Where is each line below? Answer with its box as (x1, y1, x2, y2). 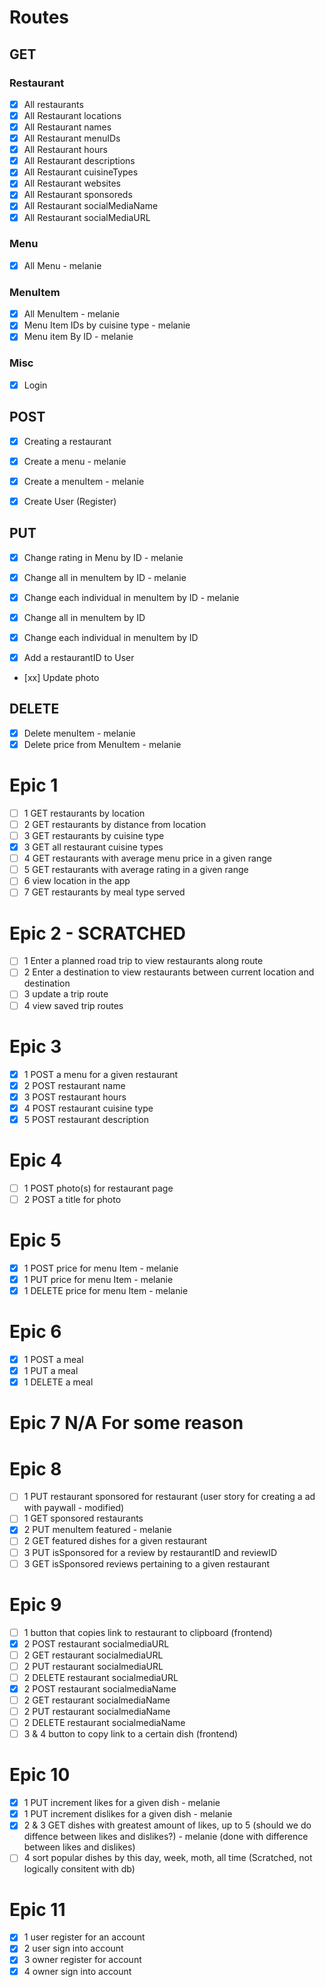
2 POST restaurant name (23, 1079, 126, 1091)
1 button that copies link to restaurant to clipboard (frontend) (23, 1626, 273, 1638)
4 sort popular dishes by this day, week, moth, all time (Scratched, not (23, 1852, 313, 1864)
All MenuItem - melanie (23, 308, 121, 320)
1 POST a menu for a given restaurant (23, 1068, 179, 1080)
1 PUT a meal (23, 1365, 79, 1377)
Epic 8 (9, 1457, 62, 1480)
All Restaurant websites (23, 177, 121, 190)
